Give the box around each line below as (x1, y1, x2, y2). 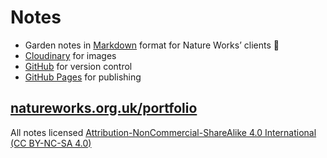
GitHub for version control (24, 60, 133, 72)
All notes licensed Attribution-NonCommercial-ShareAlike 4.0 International (10, 126, 317, 138)
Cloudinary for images (24, 49, 117, 61)
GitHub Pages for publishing (24, 71, 142, 83)
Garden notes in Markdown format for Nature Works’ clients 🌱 (24, 39, 280, 51)
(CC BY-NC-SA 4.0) (10, 137, 92, 149)
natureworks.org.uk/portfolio (10, 100, 198, 117)
